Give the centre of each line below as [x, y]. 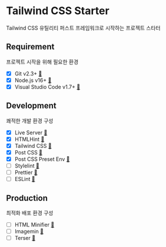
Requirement [30, 47]
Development [31, 106]
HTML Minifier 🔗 [34, 225]
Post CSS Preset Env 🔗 [42, 159]
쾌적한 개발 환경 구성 [30, 121]
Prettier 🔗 [26, 173]
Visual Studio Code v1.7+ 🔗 [47, 87]
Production [27, 198]
